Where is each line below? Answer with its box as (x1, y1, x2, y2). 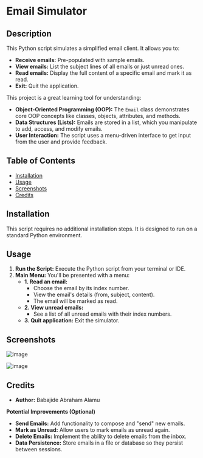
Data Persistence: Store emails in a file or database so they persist (15, 439, 184, 446)
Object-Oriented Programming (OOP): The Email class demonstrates (15, 106, 190, 113)
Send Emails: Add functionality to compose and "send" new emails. (15, 420, 185, 427)
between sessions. (15, 446, 63, 453)
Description (6, 29, 52, 39)
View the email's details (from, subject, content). (33, 291, 155, 299)
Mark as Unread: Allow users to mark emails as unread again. (15, 426, 170, 434)
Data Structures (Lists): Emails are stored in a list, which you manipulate (15, 119, 198, 126)
